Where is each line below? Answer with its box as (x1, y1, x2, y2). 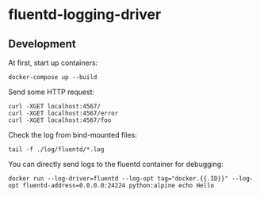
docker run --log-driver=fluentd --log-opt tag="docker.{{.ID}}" (8, 175, 228, 183)
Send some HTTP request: (8, 87, 95, 97)
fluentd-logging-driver (8, 6, 162, 24)
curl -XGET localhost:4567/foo (8, 116, 112, 124)
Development (8, 37, 77, 51)
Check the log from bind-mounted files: (8, 131, 137, 139)
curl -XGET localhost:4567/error (8, 109, 119, 117)
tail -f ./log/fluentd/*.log (8, 146, 105, 153)
